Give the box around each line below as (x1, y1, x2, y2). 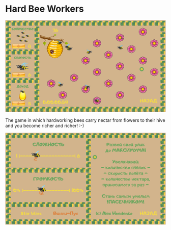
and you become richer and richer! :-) (5, 122, 84, 129)
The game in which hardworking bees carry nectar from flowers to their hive (5, 117, 165, 123)
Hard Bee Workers (5, 3, 84, 15)
